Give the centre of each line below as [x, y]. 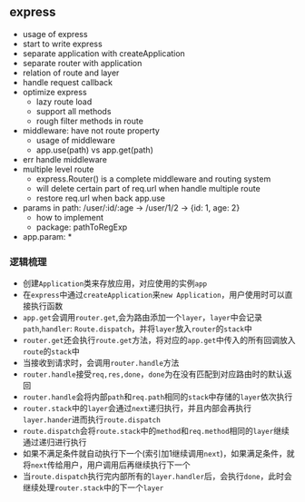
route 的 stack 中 [51, 351]
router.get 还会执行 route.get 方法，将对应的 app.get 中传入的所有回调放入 [159, 340]
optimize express [55, 92]
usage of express [55, 34]
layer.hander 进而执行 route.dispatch [91, 419]
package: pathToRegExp [82, 227]
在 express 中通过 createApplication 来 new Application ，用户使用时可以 [154, 295]
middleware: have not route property [91, 130]
